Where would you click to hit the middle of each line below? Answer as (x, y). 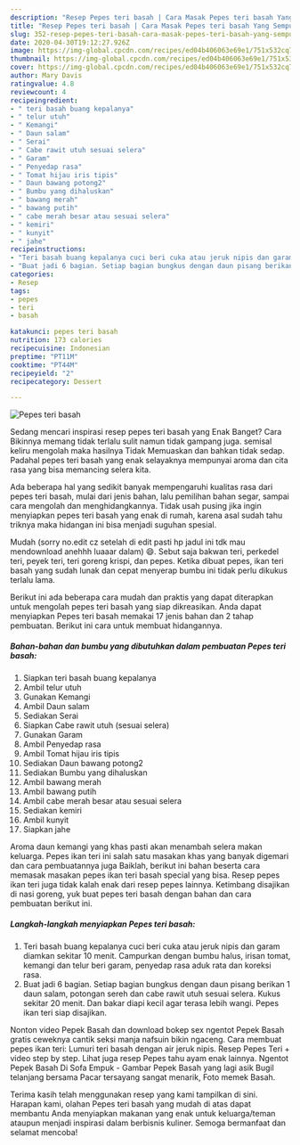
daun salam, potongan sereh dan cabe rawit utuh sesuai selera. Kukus (152, 994)
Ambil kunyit (46, 820)
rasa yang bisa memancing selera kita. (81, 470)
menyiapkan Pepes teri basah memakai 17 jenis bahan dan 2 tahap (132, 617)
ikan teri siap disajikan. (65, 1013)
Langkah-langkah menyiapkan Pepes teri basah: (103, 924)
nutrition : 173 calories (56, 340)
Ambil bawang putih (60, 792)
